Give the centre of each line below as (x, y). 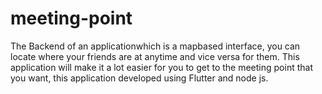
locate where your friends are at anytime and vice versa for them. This (155, 56)
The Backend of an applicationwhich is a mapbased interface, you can (155, 46)
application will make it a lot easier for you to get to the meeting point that (161, 67)
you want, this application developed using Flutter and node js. (139, 78)
